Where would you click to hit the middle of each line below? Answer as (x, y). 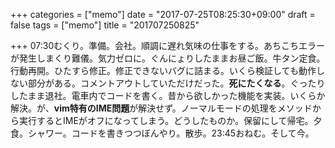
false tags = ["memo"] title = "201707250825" (105, 25)
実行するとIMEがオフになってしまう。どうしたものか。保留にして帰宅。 (166, 120)
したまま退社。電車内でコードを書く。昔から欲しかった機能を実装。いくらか (168, 95)
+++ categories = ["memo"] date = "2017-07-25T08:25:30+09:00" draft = (163, 14)
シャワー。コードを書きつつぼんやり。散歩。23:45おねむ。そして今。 (171, 133)
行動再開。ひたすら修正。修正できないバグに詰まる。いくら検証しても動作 (163, 70)
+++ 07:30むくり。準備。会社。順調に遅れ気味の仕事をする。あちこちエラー (167, 45)
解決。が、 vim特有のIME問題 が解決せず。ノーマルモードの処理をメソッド (161, 108)
